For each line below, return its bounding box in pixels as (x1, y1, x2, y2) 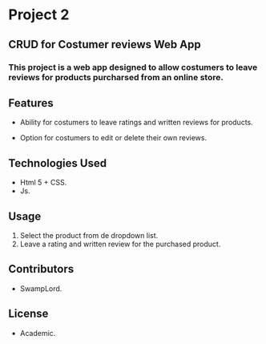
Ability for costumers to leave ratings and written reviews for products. (19, 118, 254, 127)
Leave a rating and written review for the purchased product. (19, 239, 221, 249)
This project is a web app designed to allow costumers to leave (8, 62, 258, 73)
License (8, 307, 49, 321)
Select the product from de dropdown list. (19, 230, 159, 240)
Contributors (8, 262, 75, 276)
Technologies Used (8, 156, 107, 170)
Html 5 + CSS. (19, 178, 67, 188)
